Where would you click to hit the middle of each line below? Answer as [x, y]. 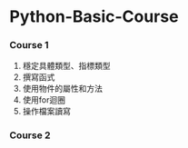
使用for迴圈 [44, 100]
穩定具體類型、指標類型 [66, 66]
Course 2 [30, 135]
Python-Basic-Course [94, 17]
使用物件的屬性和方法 [62, 89]
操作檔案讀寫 [46, 112]
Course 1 [29, 45]
